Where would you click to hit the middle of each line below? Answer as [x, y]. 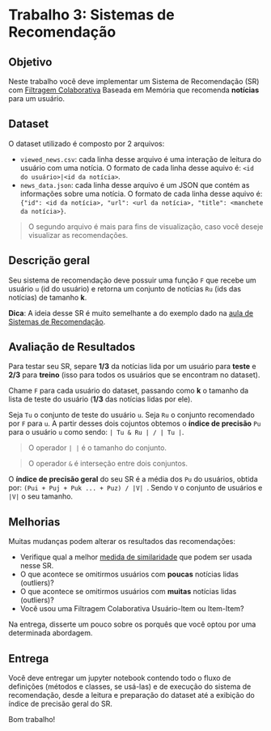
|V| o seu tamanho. [41, 496]
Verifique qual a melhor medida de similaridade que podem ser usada [136, 557]
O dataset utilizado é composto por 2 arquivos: [87, 143]
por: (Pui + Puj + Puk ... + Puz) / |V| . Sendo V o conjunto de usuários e [135, 488]
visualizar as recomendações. [78, 235]
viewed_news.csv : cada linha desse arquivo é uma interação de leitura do [141, 159]
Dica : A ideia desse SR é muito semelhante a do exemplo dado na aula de [131, 312]
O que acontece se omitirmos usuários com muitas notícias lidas [128, 592]
